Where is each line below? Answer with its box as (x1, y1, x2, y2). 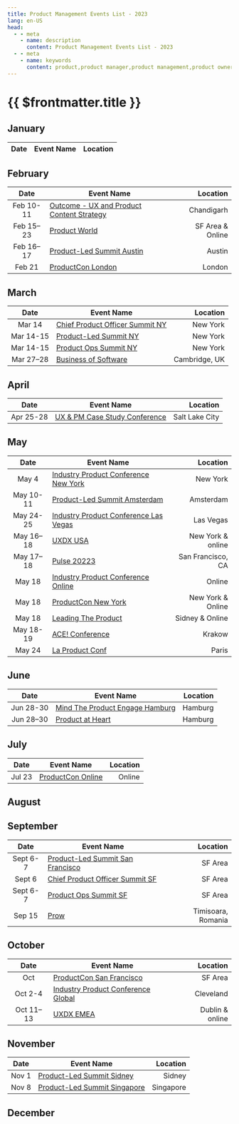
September (7, 820, 58, 832)
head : (7, 24, 23, 31)
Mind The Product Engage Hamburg (55, 702, 176, 712)
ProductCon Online (38, 771, 103, 781)
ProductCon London (49, 262, 117, 272)
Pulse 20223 (52, 556, 96, 566)
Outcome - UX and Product (49, 201, 142, 211)
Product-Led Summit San (47, 854, 134, 864)
